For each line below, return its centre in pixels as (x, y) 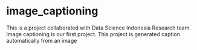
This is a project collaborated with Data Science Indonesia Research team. (99, 28)
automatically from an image (42, 40)
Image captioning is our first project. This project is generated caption (93, 34)
